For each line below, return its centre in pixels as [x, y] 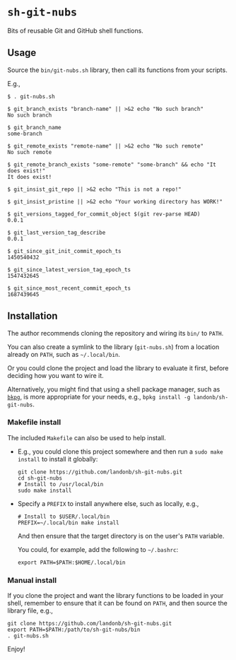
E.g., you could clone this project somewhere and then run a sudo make [120, 452]
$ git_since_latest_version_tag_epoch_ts [69, 270]
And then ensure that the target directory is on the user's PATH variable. [121, 536]
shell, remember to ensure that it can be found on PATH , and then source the [117, 603]
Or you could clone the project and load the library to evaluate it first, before [118, 368]
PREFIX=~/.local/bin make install [68, 523]
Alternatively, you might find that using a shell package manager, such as [114, 389]
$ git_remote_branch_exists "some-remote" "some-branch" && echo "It [112, 165]
